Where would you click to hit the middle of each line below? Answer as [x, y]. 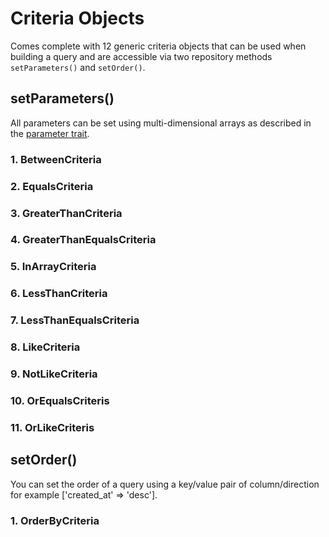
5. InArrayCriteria [53, 267]
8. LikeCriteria [45, 347]
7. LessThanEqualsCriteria [75, 320]
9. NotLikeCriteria [54, 374]
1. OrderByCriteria [55, 520]
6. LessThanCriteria [59, 294]
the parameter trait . [50, 133]
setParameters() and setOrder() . [78, 67]
